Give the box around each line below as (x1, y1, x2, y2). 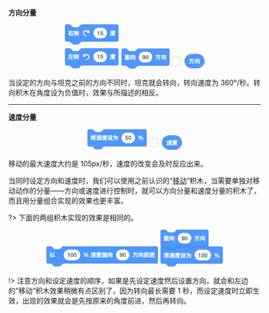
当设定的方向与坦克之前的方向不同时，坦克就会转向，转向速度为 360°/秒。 (8, 78, 254, 87)
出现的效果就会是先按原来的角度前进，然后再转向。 (22, 296, 191, 305)
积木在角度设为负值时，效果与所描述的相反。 (14, 88, 163, 97)
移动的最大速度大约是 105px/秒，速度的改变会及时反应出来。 (8, 159, 208, 168)
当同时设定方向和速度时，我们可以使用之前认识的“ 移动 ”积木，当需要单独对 (8, 176, 254, 185)
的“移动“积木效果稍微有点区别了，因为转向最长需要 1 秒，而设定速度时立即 (8, 286, 253, 295)
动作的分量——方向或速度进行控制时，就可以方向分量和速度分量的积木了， (14, 186, 261, 195)
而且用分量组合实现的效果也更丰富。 (8, 196, 128, 205)
